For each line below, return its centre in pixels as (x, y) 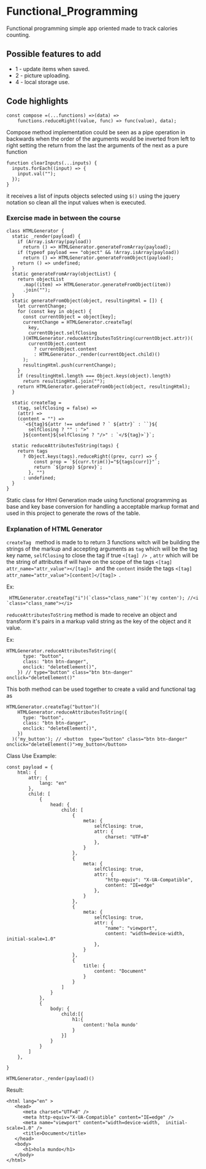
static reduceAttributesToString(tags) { (66, 446)
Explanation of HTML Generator (55, 529)
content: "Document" (120, 971)
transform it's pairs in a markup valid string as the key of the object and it (99, 622)
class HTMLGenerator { (35, 231)
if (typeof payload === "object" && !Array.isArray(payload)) (98, 252)
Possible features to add (54, 54)
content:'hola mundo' (111, 1025)
